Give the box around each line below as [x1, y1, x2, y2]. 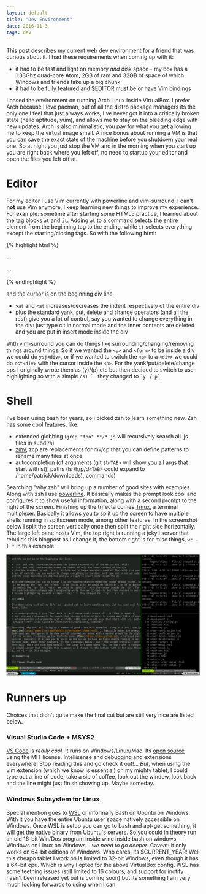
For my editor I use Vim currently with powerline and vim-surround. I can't [6, 197, 193, 205]
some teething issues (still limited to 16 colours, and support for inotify [6, 868, 184, 875]
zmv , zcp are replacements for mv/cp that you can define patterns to [15, 446, 189, 453]
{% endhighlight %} [6, 278, 56, 286]
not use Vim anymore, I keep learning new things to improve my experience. [6, 204, 199, 211]
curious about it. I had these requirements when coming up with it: [6, 53, 174, 61]
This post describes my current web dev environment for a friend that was [6, 47, 194, 55]
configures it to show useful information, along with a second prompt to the [6, 497, 197, 504]
